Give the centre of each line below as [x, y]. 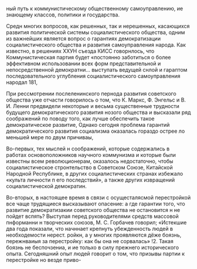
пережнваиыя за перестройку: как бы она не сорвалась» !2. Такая [90, 241]
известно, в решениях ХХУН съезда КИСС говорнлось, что [80, 51]
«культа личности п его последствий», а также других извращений [90, 180]
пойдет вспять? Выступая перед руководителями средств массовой [92, 216]
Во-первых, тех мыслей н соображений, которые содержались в [88, 149]
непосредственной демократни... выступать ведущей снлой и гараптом [97, 70]
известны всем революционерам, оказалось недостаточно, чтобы [90, 161]
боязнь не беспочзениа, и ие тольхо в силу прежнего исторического [93, 247]
